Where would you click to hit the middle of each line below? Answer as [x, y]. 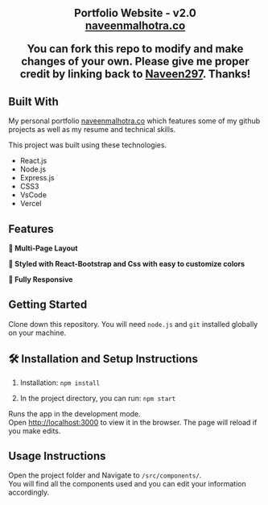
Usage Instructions [57, 456]
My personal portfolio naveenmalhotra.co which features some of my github [134, 121]
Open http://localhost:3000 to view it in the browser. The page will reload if [133, 422]
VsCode [33, 195]
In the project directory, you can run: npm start [98, 398]
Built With [33, 101]
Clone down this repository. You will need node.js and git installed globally [133, 324]
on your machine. [37, 333]
